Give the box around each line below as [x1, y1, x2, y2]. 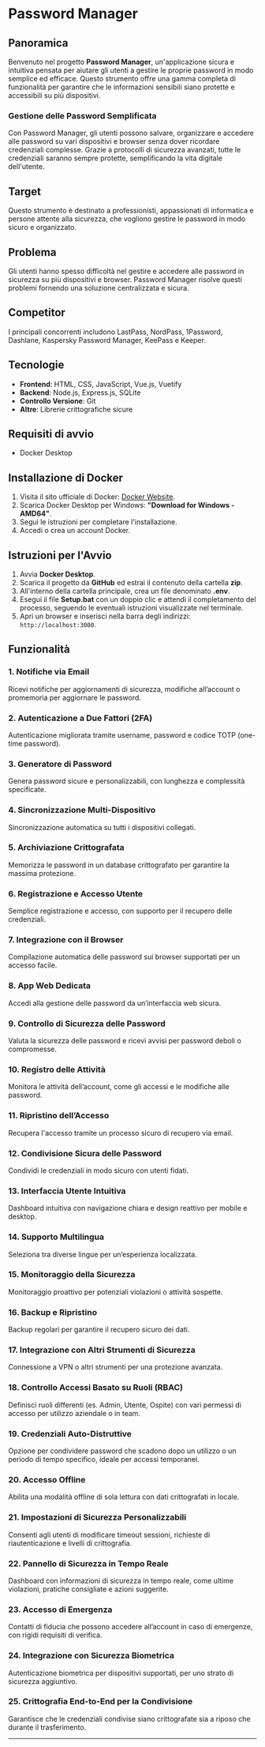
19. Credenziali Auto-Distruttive [8, 1428, 132, 1439]
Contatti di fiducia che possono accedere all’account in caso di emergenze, [8, 1622, 253, 1632]
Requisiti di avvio [8, 427, 95, 441]
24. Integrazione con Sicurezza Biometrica [8, 1650, 175, 1661]
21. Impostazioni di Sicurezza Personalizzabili [8, 1512, 187, 1523]
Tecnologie [8, 359, 65, 372]
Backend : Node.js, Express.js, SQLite [19, 388, 141, 397]
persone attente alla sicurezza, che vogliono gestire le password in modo [8, 214, 246, 224]
